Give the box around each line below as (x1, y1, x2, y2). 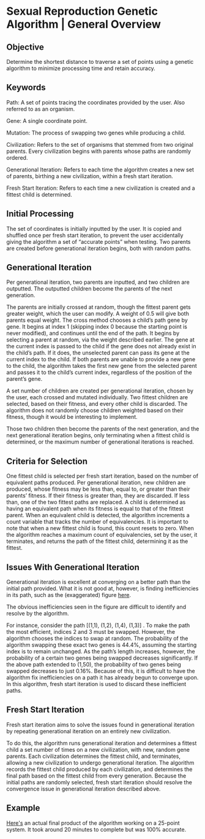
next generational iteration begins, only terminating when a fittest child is (6, 432, 190, 439)
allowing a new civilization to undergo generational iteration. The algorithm (6, 759, 195, 766)
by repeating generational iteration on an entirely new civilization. (6, 727, 171, 735)
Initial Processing (6, 209, 74, 219)
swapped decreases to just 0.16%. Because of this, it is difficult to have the (6, 668, 195, 675)
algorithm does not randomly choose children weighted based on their (6, 407, 184, 414)
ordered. (6, 154, 28, 161)
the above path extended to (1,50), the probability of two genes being (6, 661, 182, 668)
